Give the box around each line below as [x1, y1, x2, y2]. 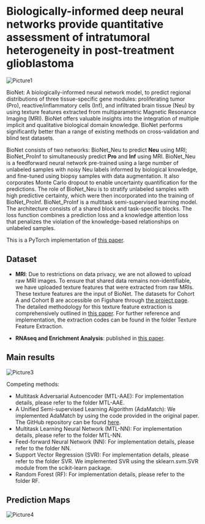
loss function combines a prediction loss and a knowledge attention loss [6, 211, 188, 218]
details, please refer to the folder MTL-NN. [15, 431, 122, 439]
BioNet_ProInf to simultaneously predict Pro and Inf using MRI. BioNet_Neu [6, 152, 196, 160]
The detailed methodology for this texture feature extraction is [15, 302, 173, 310]
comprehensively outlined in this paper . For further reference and [15, 309, 181, 317]
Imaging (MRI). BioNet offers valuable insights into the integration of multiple [6, 115, 199, 122]
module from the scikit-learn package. [15, 464, 112, 471]
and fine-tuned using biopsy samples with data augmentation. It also [6, 172, 179, 179]
